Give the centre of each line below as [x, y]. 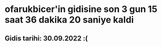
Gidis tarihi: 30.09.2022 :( [46, 38]
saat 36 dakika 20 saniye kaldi [69, 20]
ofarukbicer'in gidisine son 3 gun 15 [81, 9]
